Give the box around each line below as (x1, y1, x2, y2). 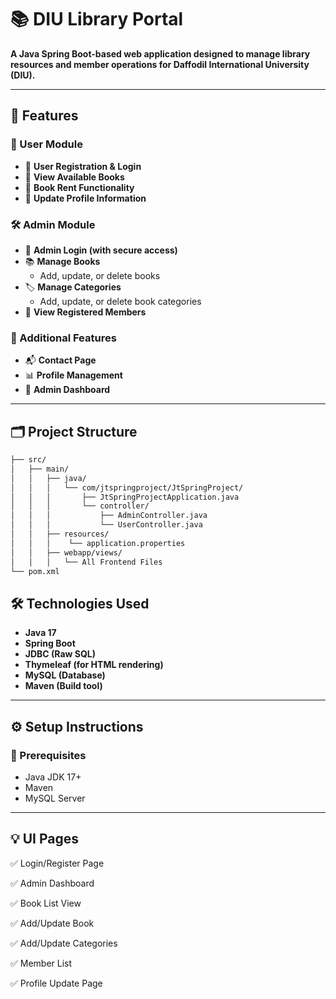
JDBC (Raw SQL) (24, 648, 97, 660)
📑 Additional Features (10, 331, 117, 345)
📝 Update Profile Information (24, 192, 147, 204)
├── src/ (10, 455, 47, 465)
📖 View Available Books (24, 171, 125, 183)
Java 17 (24, 627, 57, 639)
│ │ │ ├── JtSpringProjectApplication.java (10, 492, 240, 502)
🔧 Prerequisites (10, 748, 87, 762)
